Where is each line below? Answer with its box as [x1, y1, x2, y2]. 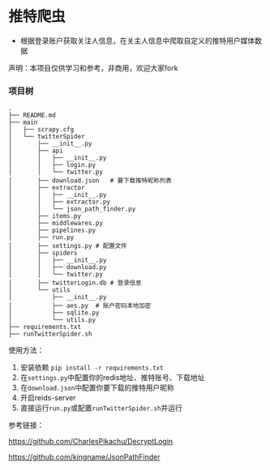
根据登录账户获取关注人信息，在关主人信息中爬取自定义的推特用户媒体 [19, 36, 255, 45]
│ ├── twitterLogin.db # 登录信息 [8, 279, 142, 288]
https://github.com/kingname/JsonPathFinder [8, 452, 161, 462]
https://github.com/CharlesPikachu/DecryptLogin [8, 437, 174, 446]
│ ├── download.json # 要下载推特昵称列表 [8, 177, 172, 185]
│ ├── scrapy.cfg [8, 126, 75, 134]
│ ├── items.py [8, 212, 82, 220]
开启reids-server [19, 393, 76, 403]
